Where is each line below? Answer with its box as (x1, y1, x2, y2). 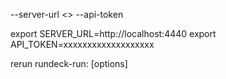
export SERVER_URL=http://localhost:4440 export (10, 28, 217, 39)
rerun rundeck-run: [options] (10, 58, 128, 69)
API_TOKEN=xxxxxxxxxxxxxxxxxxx (10, 39, 155, 50)
